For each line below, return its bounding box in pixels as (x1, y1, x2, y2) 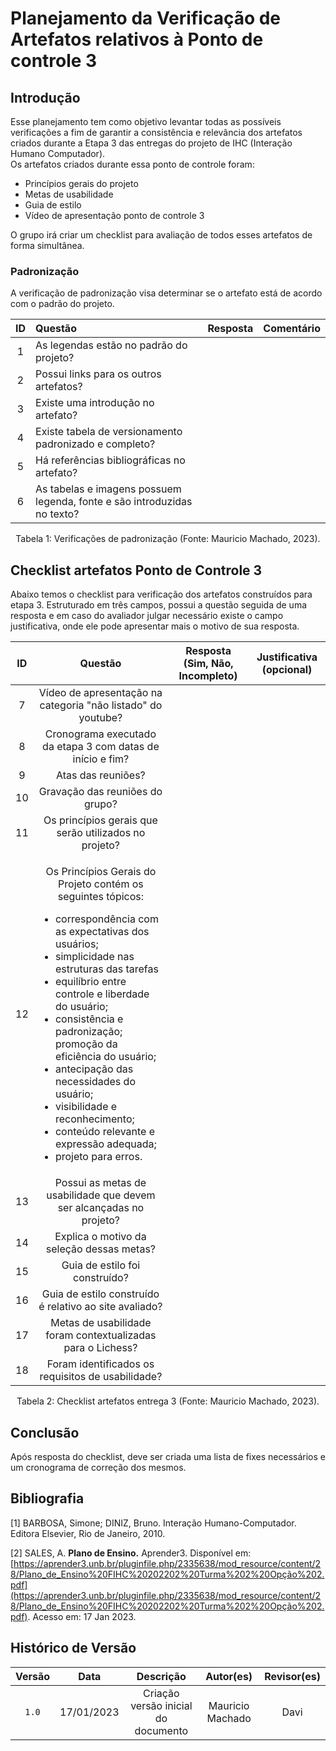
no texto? (35, 507, 80, 521)
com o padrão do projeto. (10, 298, 115, 310)
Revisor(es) (264, 1669, 321, 1683)
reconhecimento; (54, 1112, 135, 1126)
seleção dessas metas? (45, 1242, 156, 1256)
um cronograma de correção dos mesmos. (10, 1461, 187, 1473)
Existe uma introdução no (35, 396, 155, 410)
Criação (143, 1686, 180, 1700)
